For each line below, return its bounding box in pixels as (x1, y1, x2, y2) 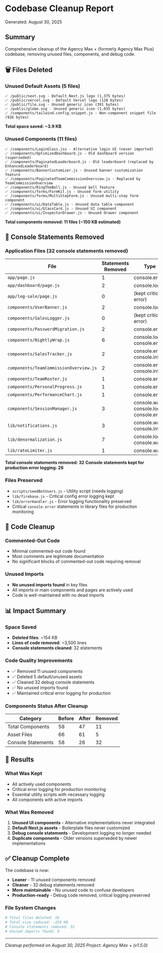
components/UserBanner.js (7, 304, 67, 310)
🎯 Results (5, 755, 34, 764)
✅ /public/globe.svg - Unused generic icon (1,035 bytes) (5, 106, 126, 112)
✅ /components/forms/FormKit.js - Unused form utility (5, 189, 119, 194)
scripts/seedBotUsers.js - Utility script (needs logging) (12, 488, 124, 494)
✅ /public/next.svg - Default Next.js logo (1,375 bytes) (5, 94, 126, 99)
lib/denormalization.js (7, 437, 63, 442)
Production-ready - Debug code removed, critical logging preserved (12, 892, 150, 898)
